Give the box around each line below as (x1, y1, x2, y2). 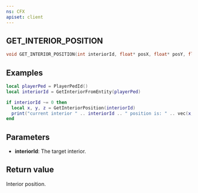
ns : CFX (6, 8, 25, 15)
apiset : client (6, 14, 44, 20)
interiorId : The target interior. (14, 148, 87, 155)
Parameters (6, 132, 50, 142)
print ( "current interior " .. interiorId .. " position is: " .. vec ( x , (11, 110, 194, 117)
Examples (6, 68, 43, 78)
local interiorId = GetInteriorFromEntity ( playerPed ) (6, 89, 141, 95)
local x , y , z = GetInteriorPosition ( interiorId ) (11, 105, 136, 111)
